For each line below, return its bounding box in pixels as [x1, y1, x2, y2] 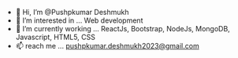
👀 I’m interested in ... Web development [15, 16, 143, 25]
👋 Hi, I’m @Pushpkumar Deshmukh [15, 8, 129, 16]
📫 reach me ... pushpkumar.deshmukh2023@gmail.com [15, 42, 199, 50]
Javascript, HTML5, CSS [15, 32, 96, 42]
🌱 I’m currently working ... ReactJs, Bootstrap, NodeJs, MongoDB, [15, 24, 230, 33]
